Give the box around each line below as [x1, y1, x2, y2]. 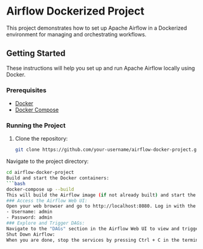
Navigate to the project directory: [6, 158, 89, 165]
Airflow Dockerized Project [6, 4, 145, 18]
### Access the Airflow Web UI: [6, 198, 88, 204]
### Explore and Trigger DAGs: [6, 220, 85, 227]
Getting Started [6, 48, 66, 59]
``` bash [6, 181, 26, 187]
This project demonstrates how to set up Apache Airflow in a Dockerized [6, 24, 187, 32]
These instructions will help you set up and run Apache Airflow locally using [6, 64, 195, 71]
